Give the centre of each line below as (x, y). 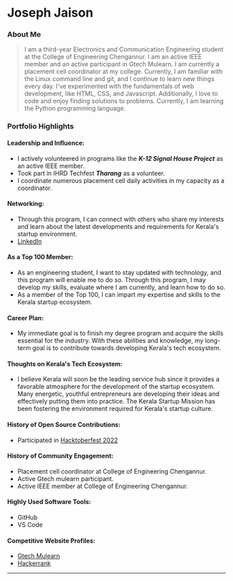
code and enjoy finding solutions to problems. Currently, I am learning (124, 101)
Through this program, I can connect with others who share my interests (120, 219)
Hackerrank (34, 564)
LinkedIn (29, 241)
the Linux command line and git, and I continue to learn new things (119, 79)
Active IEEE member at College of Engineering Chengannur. (103, 486)
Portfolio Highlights (41, 126)
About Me (24, 35)
